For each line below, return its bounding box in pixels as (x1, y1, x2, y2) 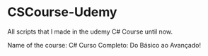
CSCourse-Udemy (7, 4, 117, 20)
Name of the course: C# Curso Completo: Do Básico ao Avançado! (7, 41, 202, 49)
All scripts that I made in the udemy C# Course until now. (7, 27, 173, 36)
